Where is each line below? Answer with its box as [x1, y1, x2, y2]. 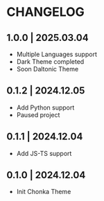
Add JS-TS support [16, 149, 72, 157]
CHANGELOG [6, 4, 85, 20]
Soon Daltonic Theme [16, 65, 79, 73]
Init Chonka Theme [16, 188, 71, 196]
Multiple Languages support [16, 50, 98, 58]
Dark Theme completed [16, 58, 85, 66]
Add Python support [16, 103, 75, 112]
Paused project [16, 110, 60, 119]
